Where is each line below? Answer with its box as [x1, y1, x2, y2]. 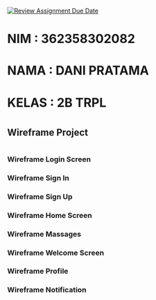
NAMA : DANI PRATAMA [7, 63, 149, 79]
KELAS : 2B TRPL [7, 95, 107, 111]
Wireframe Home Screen [7, 210, 92, 220]
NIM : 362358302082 [7, 31, 135, 47]
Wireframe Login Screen [7, 154, 92, 164]
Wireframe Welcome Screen [7, 248, 105, 258]
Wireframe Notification [7, 285, 87, 295]
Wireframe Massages [7, 229, 82, 239]
